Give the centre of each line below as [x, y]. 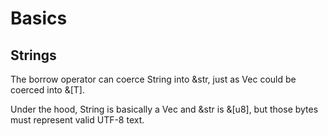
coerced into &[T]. [47, 90]
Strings [33, 55]
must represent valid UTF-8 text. [77, 120]
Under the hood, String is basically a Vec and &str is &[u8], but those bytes [164, 109]
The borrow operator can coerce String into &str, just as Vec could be [153, 79]
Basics [39, 18]
